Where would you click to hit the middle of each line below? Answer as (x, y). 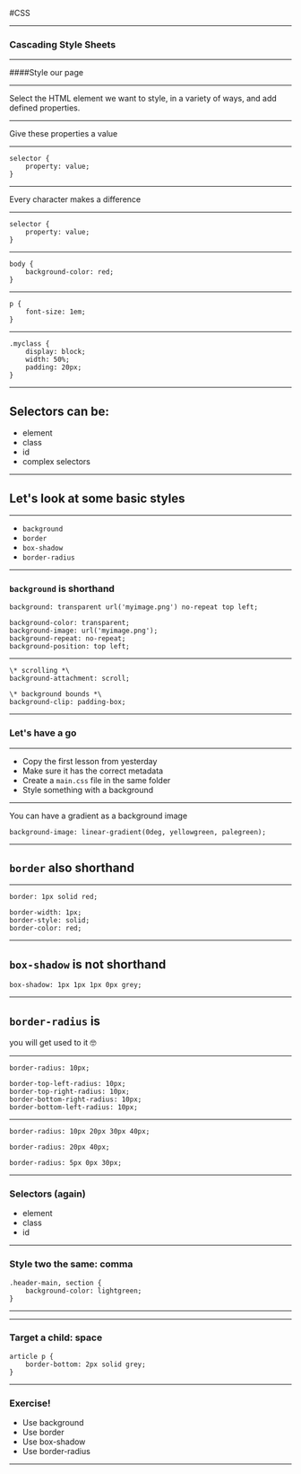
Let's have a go (43, 733)
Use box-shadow (54, 1442)
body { (21, 264)
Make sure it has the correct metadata (93, 771)
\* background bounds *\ (56, 694)
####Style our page (46, 73)
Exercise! (30, 1403)
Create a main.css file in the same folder (96, 780)
